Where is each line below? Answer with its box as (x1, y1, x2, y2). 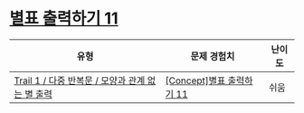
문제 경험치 (190, 50, 235, 62)
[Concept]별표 (165, 74, 226, 87)
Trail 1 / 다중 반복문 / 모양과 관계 (14, 74, 146, 87)
